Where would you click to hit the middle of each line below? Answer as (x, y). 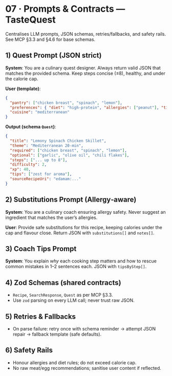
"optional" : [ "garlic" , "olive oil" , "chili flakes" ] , (70, 155)
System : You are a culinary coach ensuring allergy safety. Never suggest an (86, 212)
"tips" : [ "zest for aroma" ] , (41, 174)
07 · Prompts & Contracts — (65, 9)
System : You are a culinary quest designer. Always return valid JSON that (83, 68)
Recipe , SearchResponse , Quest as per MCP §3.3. (63, 295)
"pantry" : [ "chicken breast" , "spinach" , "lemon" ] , (66, 103)
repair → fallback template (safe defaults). (57, 334)
